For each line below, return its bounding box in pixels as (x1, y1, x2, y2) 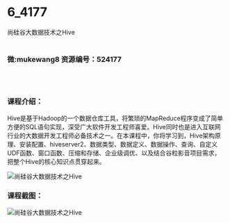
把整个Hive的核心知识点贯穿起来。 (7, 157, 106, 165)
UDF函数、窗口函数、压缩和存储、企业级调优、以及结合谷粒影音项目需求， (7, 149, 221, 157)
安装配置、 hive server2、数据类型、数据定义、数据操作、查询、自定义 (19, 140, 218, 148)
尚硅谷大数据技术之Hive (7, 28, 75, 36)
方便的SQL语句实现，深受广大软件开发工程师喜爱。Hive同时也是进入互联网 (7, 122, 221, 131)
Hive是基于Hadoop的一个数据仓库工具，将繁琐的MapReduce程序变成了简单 (7, 114, 224, 122)
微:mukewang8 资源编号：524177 (7, 54, 122, 64)
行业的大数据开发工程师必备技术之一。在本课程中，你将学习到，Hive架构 (7, 131, 215, 140)
